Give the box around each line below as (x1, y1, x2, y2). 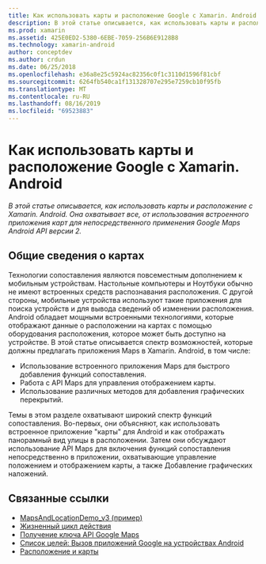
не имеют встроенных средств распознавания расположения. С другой (8, 286, 253, 297)
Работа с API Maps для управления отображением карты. (19, 377, 216, 388)
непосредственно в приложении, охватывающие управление (8, 452, 217, 461)
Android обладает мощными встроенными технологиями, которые (8, 312, 234, 321)
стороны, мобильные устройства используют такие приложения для (8, 295, 242, 305)
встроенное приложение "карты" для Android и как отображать (8, 426, 225, 436)
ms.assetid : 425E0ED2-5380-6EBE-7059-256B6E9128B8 (8, 33, 179, 42)
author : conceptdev (8, 48, 73, 56)
